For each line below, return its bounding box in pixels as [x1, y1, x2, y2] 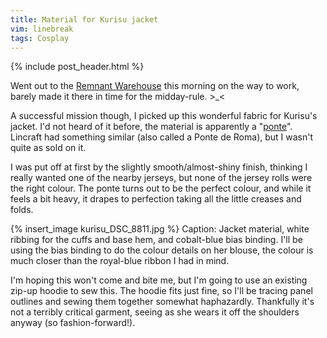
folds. [10, 204, 34, 216]
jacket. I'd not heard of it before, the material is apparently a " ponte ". [10, 121, 293, 133]
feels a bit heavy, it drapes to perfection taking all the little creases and [10, 193, 302, 205]
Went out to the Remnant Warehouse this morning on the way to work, [10, 80, 300, 92]
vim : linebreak [10, 24, 74, 34]
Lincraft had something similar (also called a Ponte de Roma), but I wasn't [10, 131, 314, 143]
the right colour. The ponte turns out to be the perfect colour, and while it [10, 182, 312, 195]
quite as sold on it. [10, 142, 87, 154]
